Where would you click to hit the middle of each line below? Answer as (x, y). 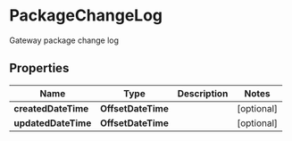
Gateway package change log (64, 40)
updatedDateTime (53, 123)
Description (203, 93)
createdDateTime (51, 108)
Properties (39, 68)
